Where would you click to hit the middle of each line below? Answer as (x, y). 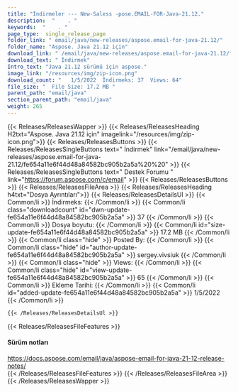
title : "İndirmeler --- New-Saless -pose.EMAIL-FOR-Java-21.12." (106, 14)
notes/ (17, 366)
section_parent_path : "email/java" (60, 100)
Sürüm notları (28, 342)
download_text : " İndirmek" (49, 60)
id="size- (212, 224)
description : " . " (42, 21)
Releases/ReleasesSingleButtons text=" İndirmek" (80, 149)
